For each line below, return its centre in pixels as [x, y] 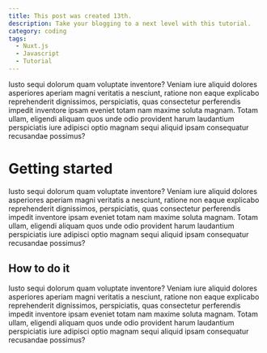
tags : [17, 39]
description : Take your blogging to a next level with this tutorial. [130, 24]
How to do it [39, 269]
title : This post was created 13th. [70, 16]
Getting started [61, 169]
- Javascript [38, 54]
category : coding [38, 31]
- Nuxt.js [32, 46]
